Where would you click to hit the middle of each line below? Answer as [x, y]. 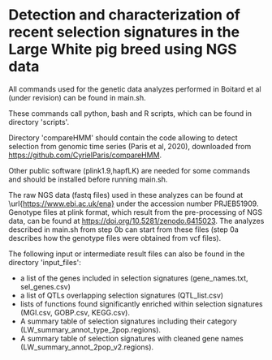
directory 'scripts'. [39, 122]
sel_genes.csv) [45, 286]
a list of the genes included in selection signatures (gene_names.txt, [134, 278]
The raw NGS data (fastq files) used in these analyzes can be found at [126, 195]
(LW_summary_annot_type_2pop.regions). [90, 329]
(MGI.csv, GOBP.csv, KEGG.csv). [75, 312]
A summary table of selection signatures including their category [129, 321]
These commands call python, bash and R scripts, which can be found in [130, 113]
